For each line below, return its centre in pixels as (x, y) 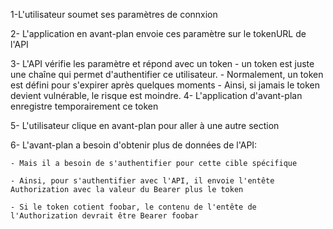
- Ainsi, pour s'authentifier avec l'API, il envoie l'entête (142, 181)
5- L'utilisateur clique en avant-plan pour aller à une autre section (145, 125)
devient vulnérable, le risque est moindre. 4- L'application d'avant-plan (156, 95)
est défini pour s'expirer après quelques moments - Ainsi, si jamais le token (165, 85)
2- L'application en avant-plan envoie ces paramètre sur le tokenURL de (158, 33)
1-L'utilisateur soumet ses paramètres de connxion (114, 14)
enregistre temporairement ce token (84, 106)
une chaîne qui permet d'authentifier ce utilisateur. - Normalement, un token (167, 74)
